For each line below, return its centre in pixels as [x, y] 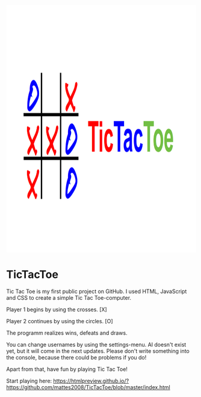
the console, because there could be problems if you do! [76, 357]
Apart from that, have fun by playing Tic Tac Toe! [67, 369]
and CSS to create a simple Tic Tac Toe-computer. [69, 297]
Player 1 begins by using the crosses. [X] [57, 309]
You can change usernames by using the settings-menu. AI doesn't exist [96, 344]
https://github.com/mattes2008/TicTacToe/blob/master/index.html [88, 387]
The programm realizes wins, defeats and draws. [67, 333]
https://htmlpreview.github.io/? [91, 381]
